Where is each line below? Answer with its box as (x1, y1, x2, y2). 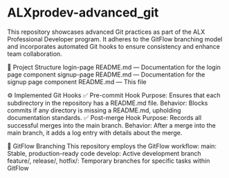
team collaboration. (7, 50, 62, 58)
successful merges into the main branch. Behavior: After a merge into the (7, 121, 217, 129)
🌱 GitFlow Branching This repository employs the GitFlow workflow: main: (7, 141, 217, 150)
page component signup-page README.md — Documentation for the (7, 70, 205, 79)
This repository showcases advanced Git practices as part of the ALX (7, 28, 205, 36)
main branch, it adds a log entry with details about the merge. (7, 128, 183, 137)
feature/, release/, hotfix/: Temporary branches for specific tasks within (7, 157, 210, 165)
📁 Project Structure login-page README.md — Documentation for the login (7, 63, 221, 71)
